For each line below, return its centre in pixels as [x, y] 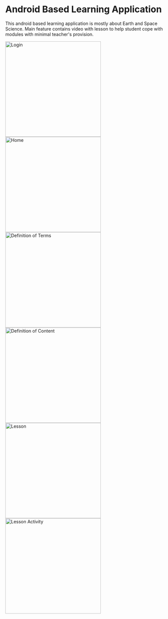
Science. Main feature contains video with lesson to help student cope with [84, 28]
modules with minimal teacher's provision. [50, 34]
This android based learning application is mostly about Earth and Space [81, 23]
